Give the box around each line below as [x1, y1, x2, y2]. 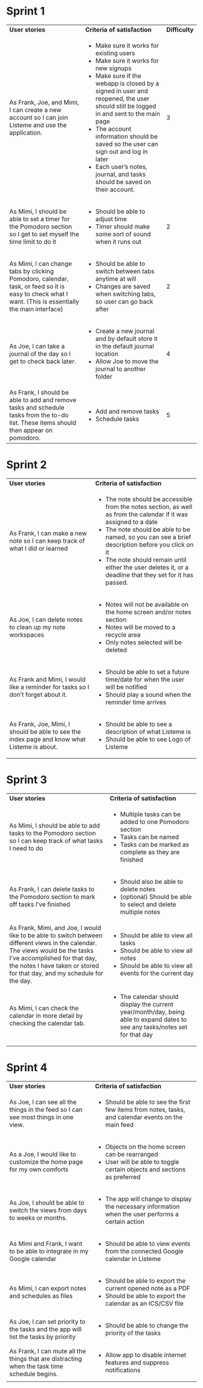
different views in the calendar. [9, 938, 97, 947]
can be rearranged [105, 1150, 158, 1158]
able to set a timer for [9, 214, 70, 223]
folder [95, 372, 113, 380]
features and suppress [105, 1358, 169, 1367]
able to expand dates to [120, 1015, 187, 1023]
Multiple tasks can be [120, 810, 181, 819]
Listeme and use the [9, 121, 67, 129]
